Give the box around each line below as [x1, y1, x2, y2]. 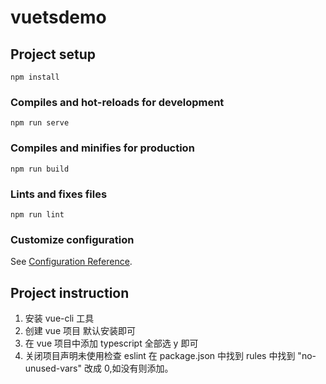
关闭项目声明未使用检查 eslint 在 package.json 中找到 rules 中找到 [24, 350, 296, 361]
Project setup [10, 46, 97, 63]
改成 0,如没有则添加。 [83, 362, 174, 374]
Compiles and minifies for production [10, 141, 195, 155]
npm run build [10, 164, 70, 174]
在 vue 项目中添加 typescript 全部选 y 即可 [24, 337, 199, 349]
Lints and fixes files [10, 187, 108, 201]
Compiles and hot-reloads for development [10, 95, 225, 109]
